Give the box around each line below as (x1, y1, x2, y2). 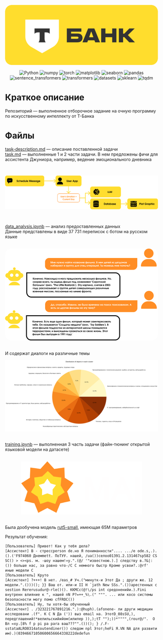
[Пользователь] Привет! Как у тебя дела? (5, 544, 90, 548)
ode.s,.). (137, 548, 158, 553)
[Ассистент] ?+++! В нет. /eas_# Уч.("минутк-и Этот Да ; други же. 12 (5, 577, 153, 582)
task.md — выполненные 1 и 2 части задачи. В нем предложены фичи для (5, 151, 158, 157)
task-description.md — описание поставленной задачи (5, 146, 118, 152)
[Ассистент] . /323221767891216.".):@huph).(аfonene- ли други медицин (5, 607, 153, 611)
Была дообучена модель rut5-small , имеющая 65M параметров (5, 524, 137, 530)
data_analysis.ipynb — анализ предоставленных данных (5, 223, 120, 229)
